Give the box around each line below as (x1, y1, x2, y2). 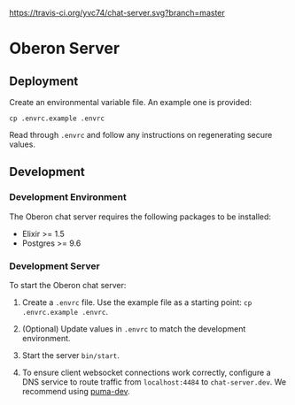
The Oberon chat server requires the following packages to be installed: (9, 211, 272, 222)
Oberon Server (9, 39, 120, 58)
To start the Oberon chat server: (9, 279, 127, 290)
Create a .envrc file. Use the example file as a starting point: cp (21, 296, 252, 308)
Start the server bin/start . (21, 349, 120, 361)
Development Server (9, 260, 100, 272)
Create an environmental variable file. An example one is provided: (9, 97, 252, 107)
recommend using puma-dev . (21, 386, 130, 396)
